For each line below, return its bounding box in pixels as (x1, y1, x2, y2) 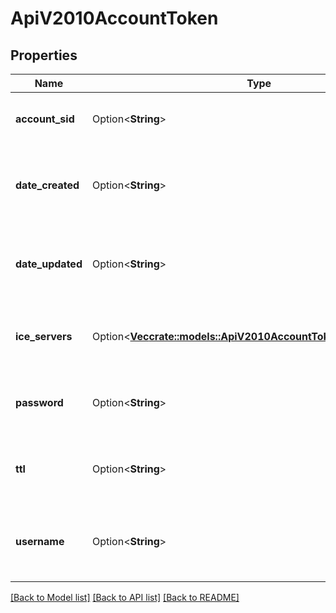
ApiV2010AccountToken (10, 7, 219, 30)
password (15, 396, 64, 409)
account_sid (15, 112, 75, 126)
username (15, 535, 65, 548)
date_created (15, 178, 80, 192)
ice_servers (15, 330, 73, 343)
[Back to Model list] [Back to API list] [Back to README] (10, 592, 240, 603)
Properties (10, 47, 78, 64)
